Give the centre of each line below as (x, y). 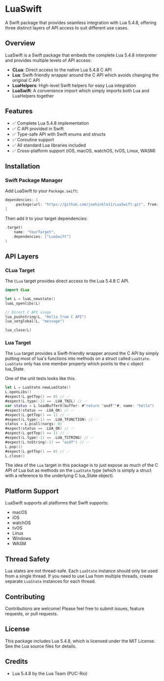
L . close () (15, 456)
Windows (22, 538)
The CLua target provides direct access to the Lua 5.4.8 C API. (67, 281)
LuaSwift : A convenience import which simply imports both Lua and (81, 90)
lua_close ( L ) (18, 330)
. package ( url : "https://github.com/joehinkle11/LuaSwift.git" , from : (86, 204)
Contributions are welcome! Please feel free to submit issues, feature (75, 608)
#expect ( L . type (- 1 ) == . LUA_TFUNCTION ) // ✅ (52, 419)
